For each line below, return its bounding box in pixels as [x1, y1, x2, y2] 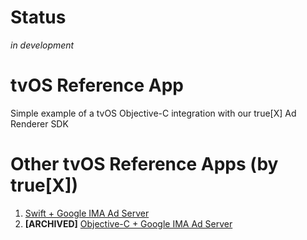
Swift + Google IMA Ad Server [24, 207, 150, 219]
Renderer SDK [10, 117, 69, 130]
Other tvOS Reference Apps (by [10, 153, 279, 176]
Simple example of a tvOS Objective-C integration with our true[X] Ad [10, 107, 297, 119]
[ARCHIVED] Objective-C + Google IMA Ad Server [24, 217, 233, 230]
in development [10, 39, 75, 51]
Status [10, 6, 67, 29]
